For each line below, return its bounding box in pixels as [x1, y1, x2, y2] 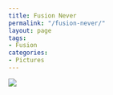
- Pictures [8, 57, 45, 65]
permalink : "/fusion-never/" [8, 19, 106, 27]
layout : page [8, 26, 52, 34]
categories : [8, 49, 48, 57]
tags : [8, 34, 26, 42]
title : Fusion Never [8, 11, 78, 20]
